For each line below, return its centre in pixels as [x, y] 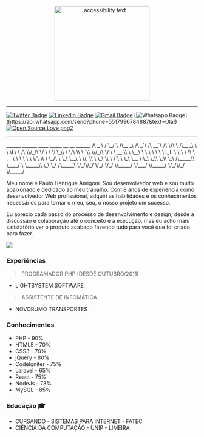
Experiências [26, 260]
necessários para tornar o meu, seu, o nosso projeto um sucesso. [88, 202]
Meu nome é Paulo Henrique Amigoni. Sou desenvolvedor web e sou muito [100, 183]
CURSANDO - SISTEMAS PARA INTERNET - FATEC [79, 421]
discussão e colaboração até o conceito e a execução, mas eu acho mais [98, 221]
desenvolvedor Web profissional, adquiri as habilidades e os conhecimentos [102, 196]
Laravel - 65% [33, 370]
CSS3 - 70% [31, 351]
